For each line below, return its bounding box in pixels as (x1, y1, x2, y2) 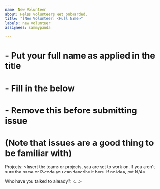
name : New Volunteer (5, 7, 47, 12)
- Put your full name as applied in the (5, 50, 156, 61)
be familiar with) (5, 147, 72, 158)
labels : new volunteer (5, 20, 51, 26)
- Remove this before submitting (5, 105, 137, 116)
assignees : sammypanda (5, 25, 51, 30)
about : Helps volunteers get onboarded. (5, 12, 88, 16)
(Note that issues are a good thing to (5, 137, 154, 148)
